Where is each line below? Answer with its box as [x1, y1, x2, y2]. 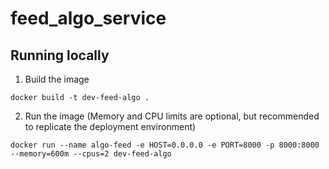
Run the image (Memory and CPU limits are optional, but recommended [24, 110, 320, 122]
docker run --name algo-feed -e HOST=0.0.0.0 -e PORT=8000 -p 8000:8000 [10, 140, 320, 150]
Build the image [24, 73, 90, 85]
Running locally [10, 47, 110, 64]
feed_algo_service [10, 7, 167, 30]
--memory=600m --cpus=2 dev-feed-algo [10, 149, 172, 159]
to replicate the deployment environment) [24, 121, 197, 132]
